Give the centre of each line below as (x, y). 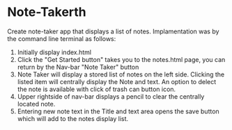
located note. (36, 104)
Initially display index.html (54, 52)
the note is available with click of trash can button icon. (96, 89)
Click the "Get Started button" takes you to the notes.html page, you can (121, 59)
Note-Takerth (47, 12)
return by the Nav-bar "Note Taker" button (78, 67)
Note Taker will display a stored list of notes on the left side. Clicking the (121, 74)
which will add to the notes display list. (73, 118)
